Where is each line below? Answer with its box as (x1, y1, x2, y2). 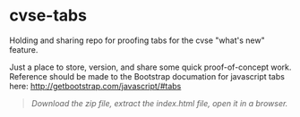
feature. (9, 44, 39, 54)
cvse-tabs (9, 5, 88, 26)
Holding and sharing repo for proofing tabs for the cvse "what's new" (9, 35, 266, 46)
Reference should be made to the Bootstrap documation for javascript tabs (9, 71, 285, 81)
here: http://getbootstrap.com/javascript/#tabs (9, 80, 182, 91)
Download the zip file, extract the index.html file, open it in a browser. (30, 97, 288, 108)
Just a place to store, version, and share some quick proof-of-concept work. (9, 62, 292, 72)
